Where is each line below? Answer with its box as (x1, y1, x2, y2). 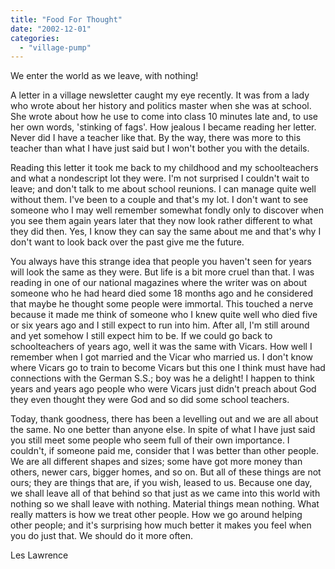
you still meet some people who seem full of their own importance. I (10, 434, 290, 446)
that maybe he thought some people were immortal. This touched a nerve (10, 298, 314, 310)
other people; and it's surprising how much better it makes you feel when (10, 519, 312, 531)
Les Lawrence (10, 549, 69, 561)
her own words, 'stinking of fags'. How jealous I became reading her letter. (10, 121, 317, 133)
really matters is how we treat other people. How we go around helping (10, 509, 303, 521)
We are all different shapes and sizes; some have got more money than (10, 456, 303, 468)
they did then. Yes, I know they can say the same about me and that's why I (10, 226, 322, 238)
